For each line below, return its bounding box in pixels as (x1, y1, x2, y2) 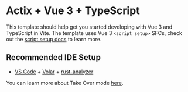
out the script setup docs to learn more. (6, 36, 102, 43)
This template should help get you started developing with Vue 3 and (6, 23, 173, 30)
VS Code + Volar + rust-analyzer (14, 68, 94, 75)
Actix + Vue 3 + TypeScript (6, 4, 141, 17)
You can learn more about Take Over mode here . (6, 79, 124, 86)
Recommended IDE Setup (6, 52, 101, 62)
